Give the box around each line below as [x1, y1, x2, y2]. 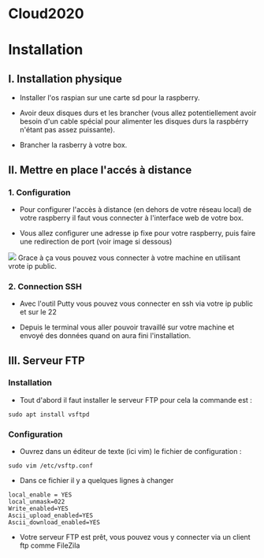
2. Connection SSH [8, 281, 83, 292]
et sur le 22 [19, 307, 57, 317]
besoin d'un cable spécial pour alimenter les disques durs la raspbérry [19, 117, 249, 126]
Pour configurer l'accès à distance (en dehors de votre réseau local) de [19, 204, 252, 214]
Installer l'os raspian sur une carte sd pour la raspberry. [19, 93, 200, 102]
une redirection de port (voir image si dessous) [19, 236, 173, 246]
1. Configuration [8, 187, 71, 198]
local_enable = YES [8, 491, 73, 499]
